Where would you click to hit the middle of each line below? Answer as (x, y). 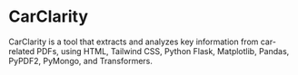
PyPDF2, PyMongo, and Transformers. (81, 61)
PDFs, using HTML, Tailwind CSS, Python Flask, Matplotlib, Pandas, (163, 51)
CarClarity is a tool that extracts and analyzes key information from (134, 42)
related (22, 51)
